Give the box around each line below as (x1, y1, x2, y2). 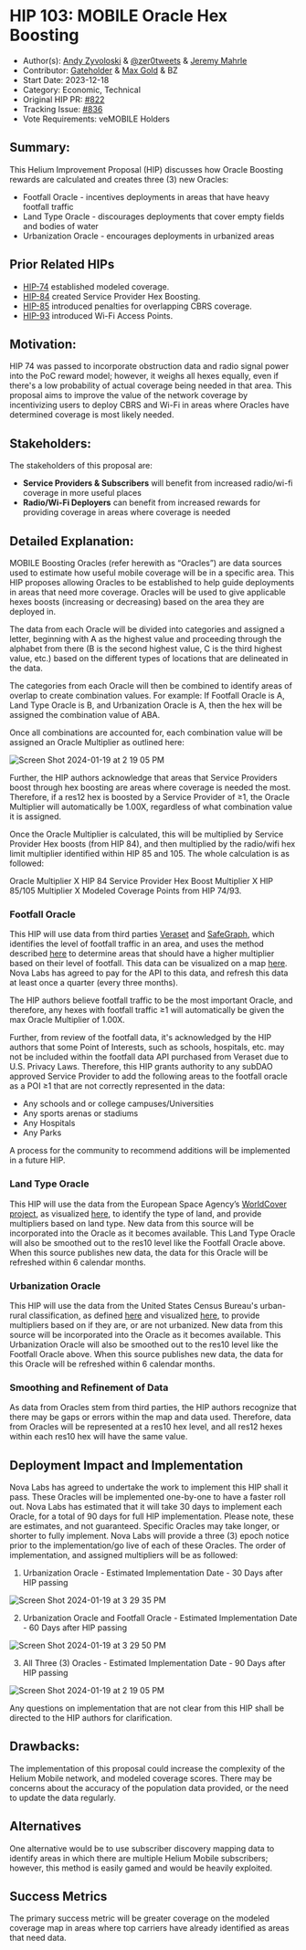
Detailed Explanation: (9, 533, 134, 549)
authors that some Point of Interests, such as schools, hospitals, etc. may (9, 1042, 285, 1053)
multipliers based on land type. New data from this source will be (9, 1217, 254, 1228)
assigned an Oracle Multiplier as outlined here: (9, 737, 185, 747)
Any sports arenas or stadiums (22, 1108, 139, 1119)
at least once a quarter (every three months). (9, 977, 178, 988)
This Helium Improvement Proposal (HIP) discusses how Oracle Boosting (9, 163, 283, 174)
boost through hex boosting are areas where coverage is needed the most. (9, 782, 291, 793)
